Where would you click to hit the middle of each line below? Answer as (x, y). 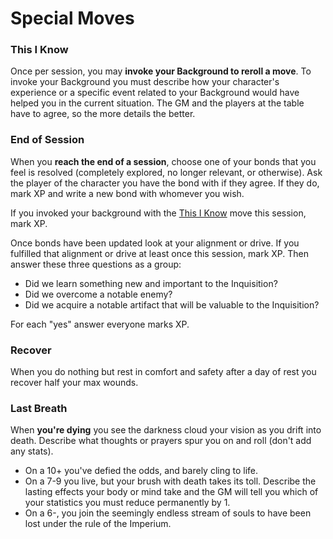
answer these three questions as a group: (96, 264)
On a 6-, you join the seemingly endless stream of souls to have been (168, 513)
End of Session (47, 140)
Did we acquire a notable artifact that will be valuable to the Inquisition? (172, 304)
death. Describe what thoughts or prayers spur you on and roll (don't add (161, 441)
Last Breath (39, 408)
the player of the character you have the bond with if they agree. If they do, (165, 183)
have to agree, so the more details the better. (103, 114)
